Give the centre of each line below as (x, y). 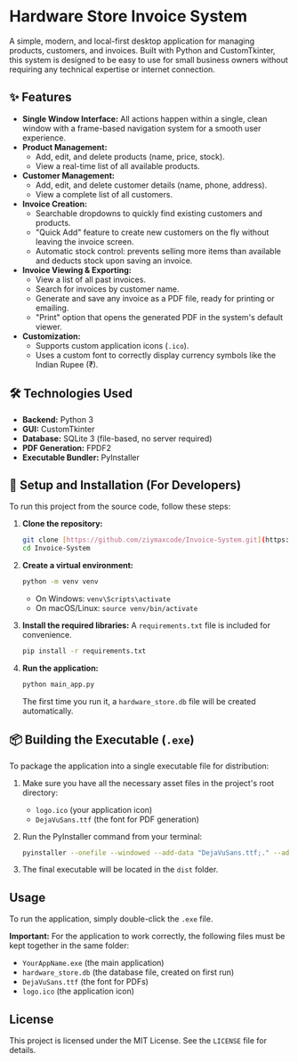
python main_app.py (58, 684)
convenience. (47, 635)
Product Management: (64, 147)
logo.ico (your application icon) (94, 809)
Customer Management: (68, 175)
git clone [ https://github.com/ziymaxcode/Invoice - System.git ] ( (144, 540)
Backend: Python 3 (57, 419)
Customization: (51, 336)
